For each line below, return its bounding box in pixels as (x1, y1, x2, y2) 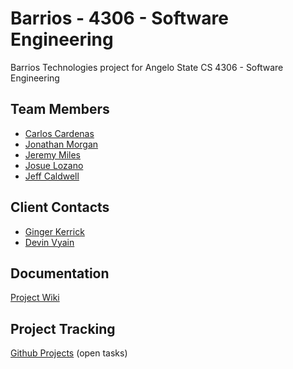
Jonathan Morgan (24, 138, 99, 150)
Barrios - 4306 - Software (10, 7, 229, 30)
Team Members (10, 101, 110, 118)
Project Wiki (10, 292, 60, 304)
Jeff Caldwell (24, 170, 80, 182)
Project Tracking (10, 320, 116, 337)
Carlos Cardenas (24, 127, 95, 139)
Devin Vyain (24, 236, 75, 248)
